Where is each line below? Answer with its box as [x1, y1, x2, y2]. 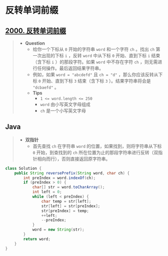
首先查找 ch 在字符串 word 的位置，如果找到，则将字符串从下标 [32, 143, 162, 149]
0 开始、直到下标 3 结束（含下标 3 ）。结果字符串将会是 [38, 78, 151, 84]
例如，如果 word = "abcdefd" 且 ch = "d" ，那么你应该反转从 [32, 71, 158, 78]
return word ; [23, 236, 51, 241]
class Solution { [5, 166, 42, 171]
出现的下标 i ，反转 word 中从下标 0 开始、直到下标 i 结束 [41, 53, 160, 58]
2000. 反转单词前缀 [5, 26, 67, 35]
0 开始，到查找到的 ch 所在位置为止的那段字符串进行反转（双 [32, 149, 158, 155]
